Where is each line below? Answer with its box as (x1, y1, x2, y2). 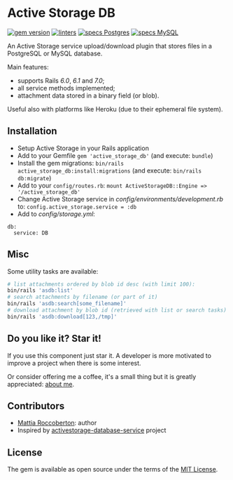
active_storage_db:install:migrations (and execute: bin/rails (17, 166, 202, 175)
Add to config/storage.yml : (17, 209, 96, 218)
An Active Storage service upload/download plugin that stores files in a (7, 41, 212, 50)
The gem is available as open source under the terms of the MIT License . (7, 465, 218, 474)
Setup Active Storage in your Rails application (17, 144, 149, 152)
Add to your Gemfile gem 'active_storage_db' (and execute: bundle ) (17, 151, 213, 159)
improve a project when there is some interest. (7, 359, 141, 367)
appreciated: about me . (7, 380, 75, 388)
